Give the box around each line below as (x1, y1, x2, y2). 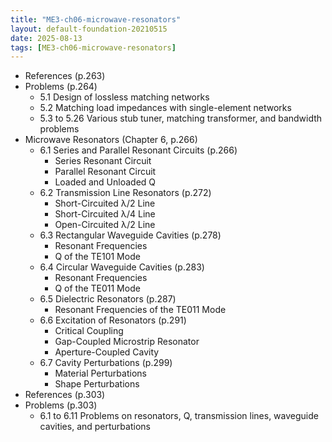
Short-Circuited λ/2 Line (54, 197, 156, 210)
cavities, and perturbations (39, 421, 151, 433)
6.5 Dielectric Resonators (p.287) (39, 293, 177, 305)
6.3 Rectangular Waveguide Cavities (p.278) (39, 229, 222, 241)
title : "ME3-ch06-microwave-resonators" (10, 14, 182, 25)
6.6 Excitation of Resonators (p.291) (39, 314, 187, 326)
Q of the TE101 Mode (54, 251, 141, 263)
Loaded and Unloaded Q (54, 176, 157, 188)
